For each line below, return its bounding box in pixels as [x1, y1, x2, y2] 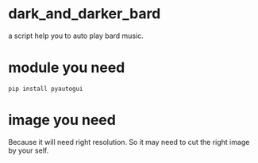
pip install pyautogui [8, 85, 83, 93]
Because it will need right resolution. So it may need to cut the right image [8, 137, 250, 146]
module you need [8, 59, 125, 77]
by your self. [8, 146, 49, 155]
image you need [8, 112, 117, 129]
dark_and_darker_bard [8, 5, 161, 23]
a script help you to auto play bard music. [8, 31, 144, 40]
